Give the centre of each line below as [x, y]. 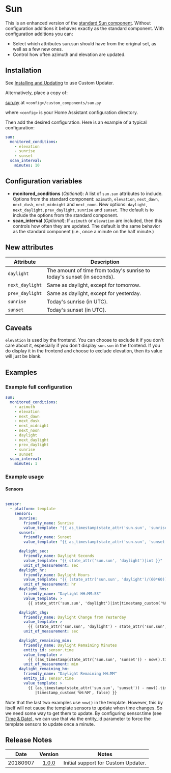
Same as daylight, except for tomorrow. [94, 285]
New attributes [29, 247]
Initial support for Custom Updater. [105, 763]
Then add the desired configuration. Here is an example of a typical [76, 122]
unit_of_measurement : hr [50, 584]
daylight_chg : [34, 612]
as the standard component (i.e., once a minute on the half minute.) [83, 231]
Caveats [19, 328]
